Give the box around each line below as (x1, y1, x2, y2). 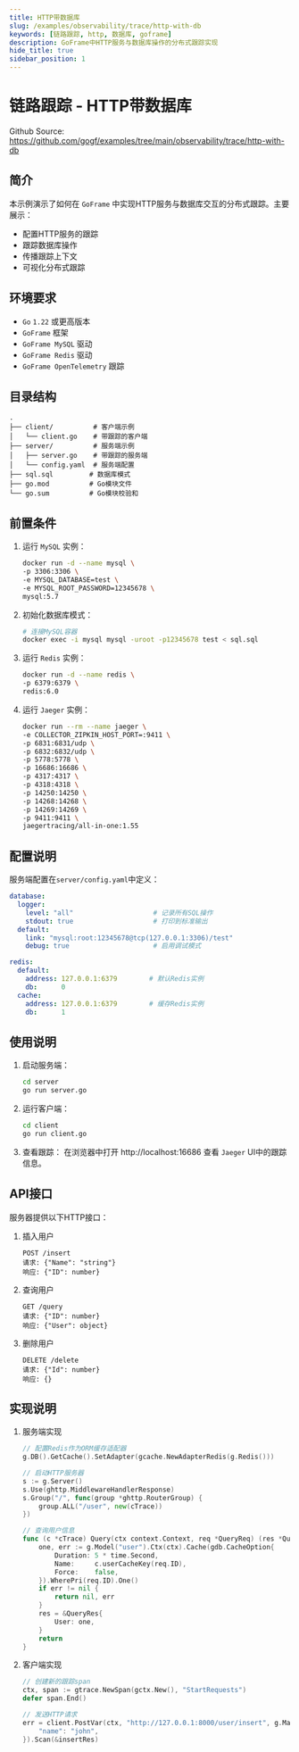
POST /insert (21, 1249, 71, 1258)
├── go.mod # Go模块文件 (9, 479, 132, 489)
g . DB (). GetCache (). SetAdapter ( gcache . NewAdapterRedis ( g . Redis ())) (21, 1452, 275, 1462)
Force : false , (54, 1567, 119, 1576)
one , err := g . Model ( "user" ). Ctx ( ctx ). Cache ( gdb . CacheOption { (38, 1543, 275, 1552)
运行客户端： (21, 1103, 70, 1114)
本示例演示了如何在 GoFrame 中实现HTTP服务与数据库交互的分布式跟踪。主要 (9, 198, 290, 209)
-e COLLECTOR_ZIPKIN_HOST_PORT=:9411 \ (21, 730, 171, 739)
